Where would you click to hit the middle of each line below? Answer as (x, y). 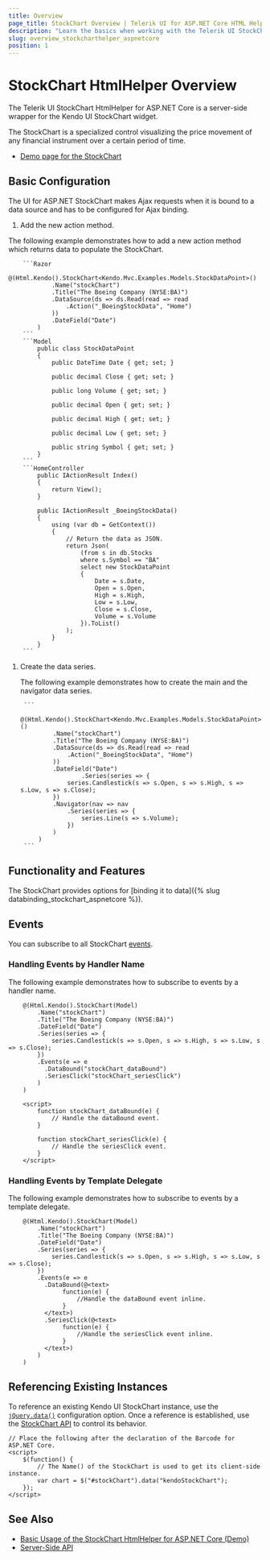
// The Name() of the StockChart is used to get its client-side (149, 1467)
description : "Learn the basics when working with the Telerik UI (122, 31)
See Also (31, 1519)
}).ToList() (100, 623)
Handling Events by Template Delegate (86, 1181)
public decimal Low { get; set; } (109, 433)
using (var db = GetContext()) (104, 524)
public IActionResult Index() (88, 475)
